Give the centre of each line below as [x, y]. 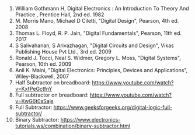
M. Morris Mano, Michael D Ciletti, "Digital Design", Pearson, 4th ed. [97, 21]
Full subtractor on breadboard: [52, 95]
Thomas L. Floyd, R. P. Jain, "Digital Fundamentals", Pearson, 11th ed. [98, 33]
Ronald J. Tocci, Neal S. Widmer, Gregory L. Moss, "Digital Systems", [98, 58]
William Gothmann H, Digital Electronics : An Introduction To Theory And [102, 8]
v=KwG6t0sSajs [34, 101]
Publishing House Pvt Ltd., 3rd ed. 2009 [63, 51]
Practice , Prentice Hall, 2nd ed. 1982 [60, 15]
